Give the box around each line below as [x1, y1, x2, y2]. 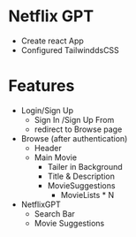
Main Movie [34, 152, 77, 163]
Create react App [20, 35, 85, 46]
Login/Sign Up [20, 104, 74, 116]
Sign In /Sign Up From [34, 114, 115, 125]
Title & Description [47, 171, 116, 181]
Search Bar [34, 208, 76, 218]
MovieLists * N [60, 189, 115, 200]
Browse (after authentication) [20, 133, 128, 143]
